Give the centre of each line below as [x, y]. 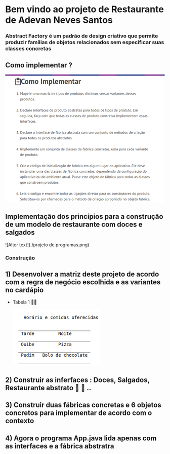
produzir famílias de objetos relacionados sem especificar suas [85, 43]
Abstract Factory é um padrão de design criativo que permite [82, 36]
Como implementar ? [39, 65]
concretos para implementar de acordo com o [79, 413]
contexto [20, 421]
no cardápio [25, 290]
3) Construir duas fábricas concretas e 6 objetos [83, 405]
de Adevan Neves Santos [59, 20]
